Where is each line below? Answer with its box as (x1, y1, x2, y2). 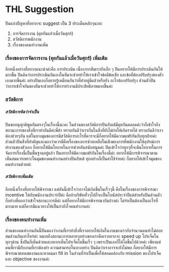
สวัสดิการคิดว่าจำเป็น (5, 108, 39, 115)
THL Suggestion (5, 4, 74, 15)
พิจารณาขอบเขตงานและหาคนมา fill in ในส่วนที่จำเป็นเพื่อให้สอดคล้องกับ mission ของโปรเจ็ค (5, 250, 161, 256)
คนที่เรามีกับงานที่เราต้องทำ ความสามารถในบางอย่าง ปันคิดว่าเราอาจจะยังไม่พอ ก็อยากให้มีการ (5, 245, 157, 251)
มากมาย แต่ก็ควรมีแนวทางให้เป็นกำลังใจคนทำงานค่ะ (5, 203, 91, 209)
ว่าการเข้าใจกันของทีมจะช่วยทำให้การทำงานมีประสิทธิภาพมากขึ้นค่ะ (5, 83, 113, 89)
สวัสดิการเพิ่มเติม (5, 173, 33, 179)
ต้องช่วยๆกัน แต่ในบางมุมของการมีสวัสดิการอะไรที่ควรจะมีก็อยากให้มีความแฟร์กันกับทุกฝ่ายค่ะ (5, 133, 157, 139)
